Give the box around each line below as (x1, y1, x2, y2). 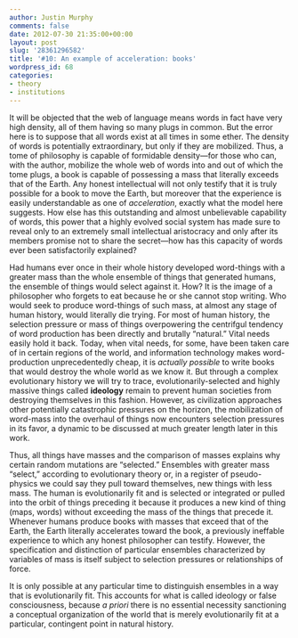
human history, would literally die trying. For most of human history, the (9, 309, 270, 320)
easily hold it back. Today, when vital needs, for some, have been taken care (9, 338, 290, 348)
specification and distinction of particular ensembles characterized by (9, 544, 266, 555)
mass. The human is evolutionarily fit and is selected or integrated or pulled (9, 487, 286, 498)
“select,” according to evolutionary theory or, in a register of (9, 469, 229, 479)
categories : (9, 71, 53, 80)
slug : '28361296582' (9, 46, 86, 55)
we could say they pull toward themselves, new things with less (39, 478, 273, 488)
